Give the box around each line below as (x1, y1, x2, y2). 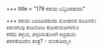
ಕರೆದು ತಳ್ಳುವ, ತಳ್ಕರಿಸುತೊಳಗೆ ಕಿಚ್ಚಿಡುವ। (6, 31, 77, 38)
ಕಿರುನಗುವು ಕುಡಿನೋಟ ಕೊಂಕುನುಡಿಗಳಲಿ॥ (6, 24, 79, 31)
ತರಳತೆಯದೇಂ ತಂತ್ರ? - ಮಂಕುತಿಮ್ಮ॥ (6, 37, 72, 44)
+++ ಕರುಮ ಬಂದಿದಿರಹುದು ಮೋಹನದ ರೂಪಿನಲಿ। (6, 17, 97, 24)
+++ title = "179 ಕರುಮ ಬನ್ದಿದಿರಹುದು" (6, 5, 86, 12)
